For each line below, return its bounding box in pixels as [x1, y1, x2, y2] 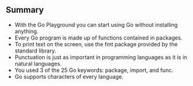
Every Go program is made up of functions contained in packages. [14, 34, 183, 41]
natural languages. [14, 60, 62, 67]
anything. [14, 27, 39, 35]
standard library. [14, 47, 56, 54]
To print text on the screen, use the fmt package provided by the [14, 40, 178, 48]
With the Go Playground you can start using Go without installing [14, 21, 178, 28]
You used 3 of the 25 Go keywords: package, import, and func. [14, 66, 174, 74]
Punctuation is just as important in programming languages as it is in [14, 53, 187, 60]
